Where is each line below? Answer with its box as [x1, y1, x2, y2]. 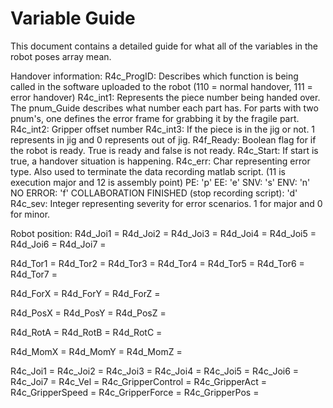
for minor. [10, 208, 51, 220]
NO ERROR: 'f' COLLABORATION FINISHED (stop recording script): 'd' [10, 187, 298, 199]
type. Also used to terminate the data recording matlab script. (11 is [10, 165, 286, 177]
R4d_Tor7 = [10, 268, 58, 280]
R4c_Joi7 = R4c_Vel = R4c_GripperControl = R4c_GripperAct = [10, 375, 267, 387]
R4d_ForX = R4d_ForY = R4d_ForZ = [10, 287, 161, 299]
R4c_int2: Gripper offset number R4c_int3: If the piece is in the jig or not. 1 [10, 123, 316, 135]
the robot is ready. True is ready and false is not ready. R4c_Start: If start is [10, 144, 319, 156]
